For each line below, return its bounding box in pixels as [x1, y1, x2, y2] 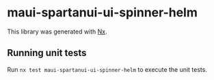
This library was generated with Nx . [7, 27, 107, 36]
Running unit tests [7, 47, 87, 59]
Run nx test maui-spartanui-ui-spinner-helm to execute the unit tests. [7, 65, 207, 73]
